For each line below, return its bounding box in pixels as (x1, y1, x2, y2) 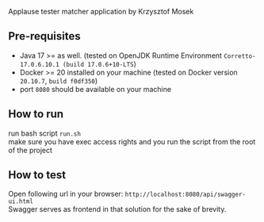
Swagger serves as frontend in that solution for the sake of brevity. (8, 205, 227, 214)
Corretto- (223, 52, 256, 60)
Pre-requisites (8, 29, 81, 43)
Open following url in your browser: (8, 189, 124, 199)
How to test (8, 168, 66, 182)
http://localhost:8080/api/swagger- (124, 190, 246, 199)
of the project (8, 145, 53, 155)
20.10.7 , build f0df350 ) (19, 75, 98, 86)
